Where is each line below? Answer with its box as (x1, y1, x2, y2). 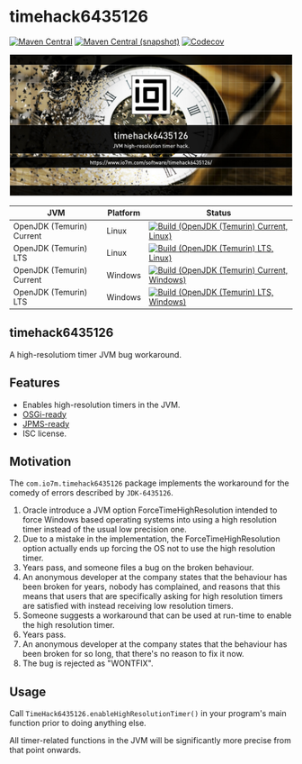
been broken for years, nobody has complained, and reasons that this (22, 581, 280, 592)
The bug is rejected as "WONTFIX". (22, 658, 154, 668)
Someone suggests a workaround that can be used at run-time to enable (22, 610, 292, 621)
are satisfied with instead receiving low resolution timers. (22, 601, 234, 612)
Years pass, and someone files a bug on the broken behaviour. (22, 562, 254, 573)
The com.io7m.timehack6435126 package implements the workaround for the (9, 477, 289, 488)
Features (9, 376, 60, 391)
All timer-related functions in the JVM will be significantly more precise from (9, 735, 292, 746)
